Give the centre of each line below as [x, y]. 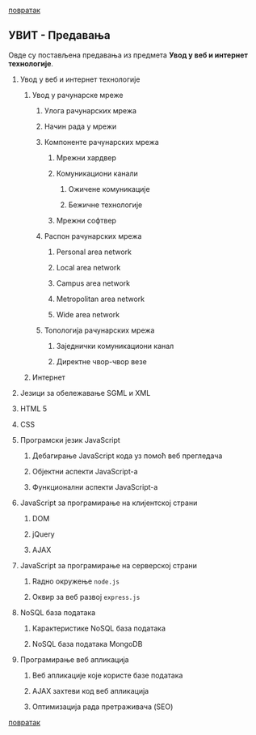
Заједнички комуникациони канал [115, 346]
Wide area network [88, 314]
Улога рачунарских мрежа [90, 110]
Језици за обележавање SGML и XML [85, 393]
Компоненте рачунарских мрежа [101, 142]
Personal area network [94, 252]
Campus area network [93, 283]
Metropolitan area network [101, 299]
